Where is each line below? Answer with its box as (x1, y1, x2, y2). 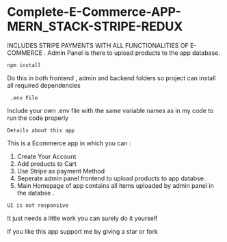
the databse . (16, 189, 55, 197)
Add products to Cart (16, 159, 77, 168)
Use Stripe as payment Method (16, 167, 105, 175)
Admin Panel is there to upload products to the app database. (47, 49, 221, 57)
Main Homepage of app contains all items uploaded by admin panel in (16, 181, 214, 189)
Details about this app (7, 127, 75, 134)
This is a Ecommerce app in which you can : (7, 138, 131, 147)
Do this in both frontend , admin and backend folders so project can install (7, 73, 216, 82)
